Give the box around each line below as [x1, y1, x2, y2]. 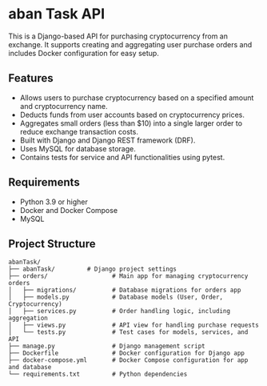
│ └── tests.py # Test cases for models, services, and [8, 328, 249, 336]
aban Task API [8, 5, 106, 23]
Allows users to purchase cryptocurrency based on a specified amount [19, 93, 254, 103]
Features [8, 71, 54, 85]
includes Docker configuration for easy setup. [8, 48, 160, 58]
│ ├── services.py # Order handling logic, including [8, 308, 230, 316]
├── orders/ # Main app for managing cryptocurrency [8, 272, 249, 280]
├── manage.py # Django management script [8, 342, 205, 351]
